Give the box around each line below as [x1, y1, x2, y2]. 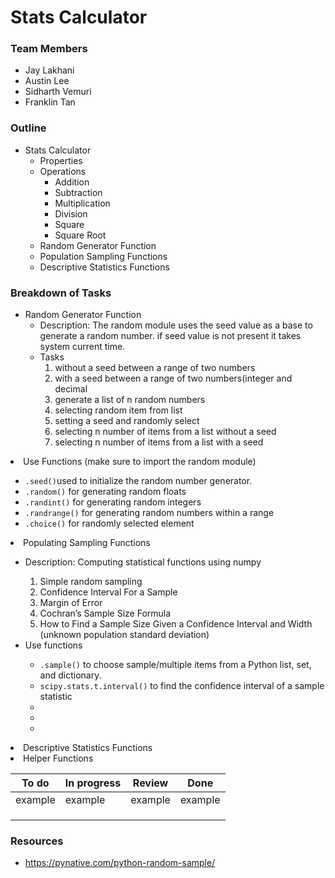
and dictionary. [39, 669, 102, 681]
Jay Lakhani [24, 64, 75, 76]
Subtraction [54, 186, 103, 198]
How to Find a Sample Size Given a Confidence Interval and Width [39, 618, 313, 630]
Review [132, 776, 169, 790]
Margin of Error [39, 597, 103, 609]
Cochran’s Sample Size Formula [39, 607, 172, 620]
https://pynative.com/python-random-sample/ [24, 857, 216, 869]
